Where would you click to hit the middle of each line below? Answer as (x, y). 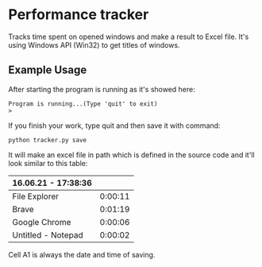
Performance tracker (79, 15)
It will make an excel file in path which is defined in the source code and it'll (132, 155)
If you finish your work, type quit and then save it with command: (114, 126)
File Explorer (36, 196)
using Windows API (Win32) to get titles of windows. (94, 44)
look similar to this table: (48, 163)
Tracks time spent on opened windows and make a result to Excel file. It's (129, 37)
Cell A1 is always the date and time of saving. (82, 254)
